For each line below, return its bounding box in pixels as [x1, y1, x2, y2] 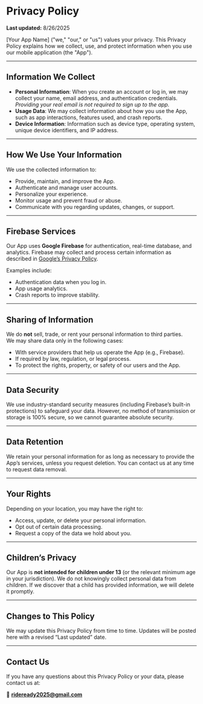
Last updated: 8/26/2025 [6, 24, 70, 31]
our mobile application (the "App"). [6, 48, 93, 56]
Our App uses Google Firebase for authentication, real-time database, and [6, 242, 192, 250]
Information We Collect [6, 72, 95, 82]
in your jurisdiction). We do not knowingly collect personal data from [6, 575, 176, 583]
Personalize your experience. [14, 190, 88, 198]
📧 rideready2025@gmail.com [6, 691, 83, 699]
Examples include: [6, 267, 52, 274]
